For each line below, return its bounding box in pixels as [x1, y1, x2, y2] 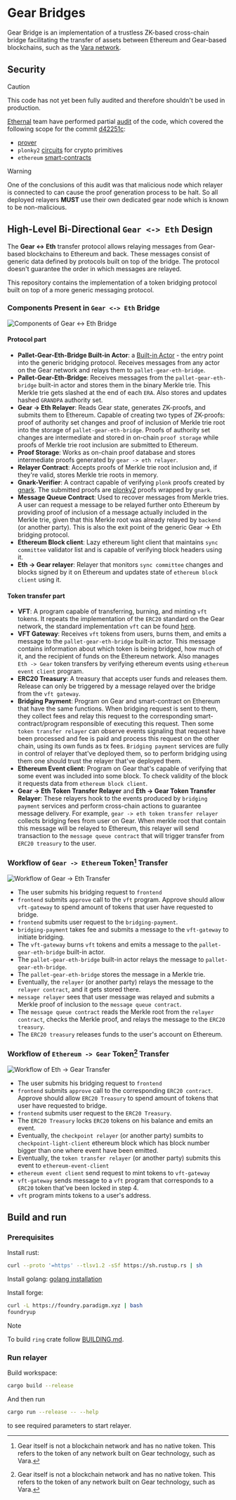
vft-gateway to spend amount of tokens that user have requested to [17, 903, 214, 911]
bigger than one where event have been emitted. [17, 1146, 159, 1154]
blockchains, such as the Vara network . [7, 43, 122, 51]
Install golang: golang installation [7, 1275, 103, 1283]
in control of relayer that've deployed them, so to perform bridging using [17, 749, 227, 758]
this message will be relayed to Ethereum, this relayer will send [17, 824, 199, 832]
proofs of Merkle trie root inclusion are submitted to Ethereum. [17, 441, 199, 449]
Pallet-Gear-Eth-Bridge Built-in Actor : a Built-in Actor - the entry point [17, 351, 223, 360]
